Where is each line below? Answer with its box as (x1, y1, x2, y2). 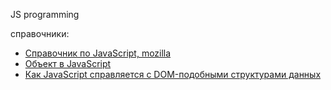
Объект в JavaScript (24, 58, 112, 69)
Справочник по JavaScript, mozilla (24, 47, 172, 59)
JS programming (10, 9, 80, 20)
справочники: (10, 28, 70, 39)
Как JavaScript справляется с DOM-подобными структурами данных (24, 69, 322, 80)
